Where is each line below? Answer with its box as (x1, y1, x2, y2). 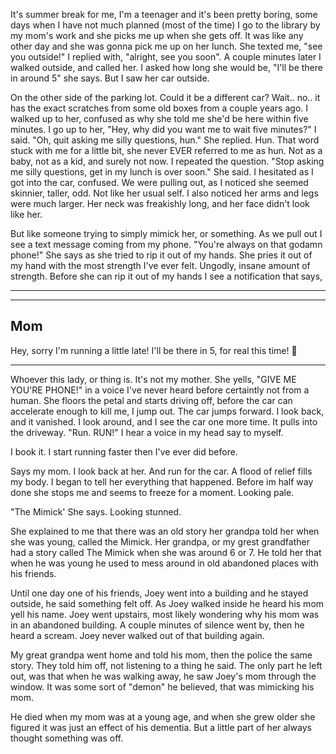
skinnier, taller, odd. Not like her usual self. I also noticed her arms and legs (10, 187, 319, 199)
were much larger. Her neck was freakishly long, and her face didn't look (10, 198, 310, 209)
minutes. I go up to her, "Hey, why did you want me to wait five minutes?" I (10, 124, 317, 135)
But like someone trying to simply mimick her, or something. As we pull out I (10, 228, 323, 239)
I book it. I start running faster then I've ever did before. (10, 445, 238, 458)
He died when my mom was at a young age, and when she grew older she (10, 710, 316, 723)
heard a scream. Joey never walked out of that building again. (10, 629, 265, 641)
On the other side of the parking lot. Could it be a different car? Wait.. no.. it (10, 92, 321, 103)
